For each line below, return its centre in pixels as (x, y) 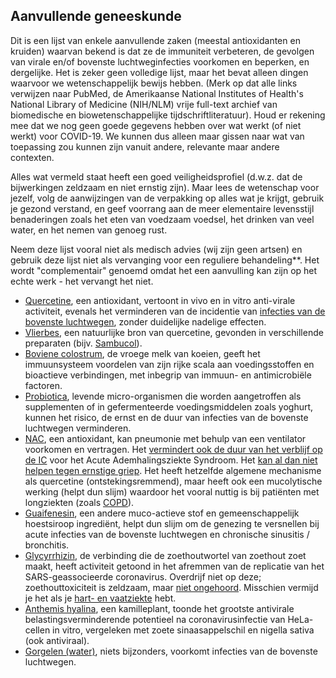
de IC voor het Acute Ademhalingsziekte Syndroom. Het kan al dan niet (171, 460)
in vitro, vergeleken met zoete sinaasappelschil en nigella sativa (183, 630)
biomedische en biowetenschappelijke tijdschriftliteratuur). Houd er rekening (168, 115)
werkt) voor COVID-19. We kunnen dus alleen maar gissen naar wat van (157, 136)
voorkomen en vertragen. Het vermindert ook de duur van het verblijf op (173, 449)
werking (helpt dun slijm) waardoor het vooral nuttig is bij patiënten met (172, 491)
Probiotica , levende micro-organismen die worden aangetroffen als (163, 396)
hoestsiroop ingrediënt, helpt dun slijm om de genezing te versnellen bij (172, 523)
